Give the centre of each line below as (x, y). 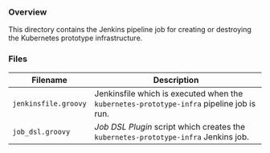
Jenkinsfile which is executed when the (169, 93)
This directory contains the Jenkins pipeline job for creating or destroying (130, 30)
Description (176, 80)
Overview (28, 12)
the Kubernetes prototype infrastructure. (76, 38)
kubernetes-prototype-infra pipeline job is (175, 103)
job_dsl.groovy (41, 132)
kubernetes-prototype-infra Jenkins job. (172, 137)
